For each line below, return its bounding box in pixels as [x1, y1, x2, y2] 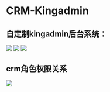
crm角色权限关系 [6, 64, 67, 74]
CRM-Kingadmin [6, 4, 89, 18]
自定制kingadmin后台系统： [6, 29, 107, 39]
